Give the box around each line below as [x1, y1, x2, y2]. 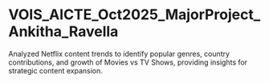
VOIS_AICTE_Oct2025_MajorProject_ [8, 6, 261, 24]
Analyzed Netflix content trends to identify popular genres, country [8, 49, 230, 58]
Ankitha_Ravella [8, 22, 119, 41]
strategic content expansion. [8, 65, 103, 75]
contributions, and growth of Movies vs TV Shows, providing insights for [8, 57, 247, 67]
